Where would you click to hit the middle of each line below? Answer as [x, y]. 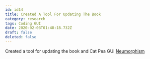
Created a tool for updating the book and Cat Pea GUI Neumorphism [75, 51]
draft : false [19, 32]
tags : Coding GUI [23, 23]
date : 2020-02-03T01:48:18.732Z [38, 28]
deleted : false [21, 37]
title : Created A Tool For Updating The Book [53, 14]
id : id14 [14, 10]
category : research [25, 19]
